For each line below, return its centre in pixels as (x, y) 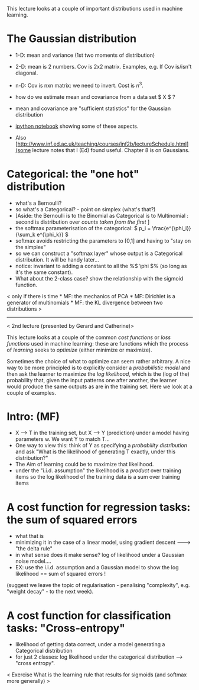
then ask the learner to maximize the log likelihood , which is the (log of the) (98, 374)
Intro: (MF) (33, 416)
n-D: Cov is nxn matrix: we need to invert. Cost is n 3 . (79, 85)
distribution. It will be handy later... (57, 259)
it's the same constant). (44, 272)
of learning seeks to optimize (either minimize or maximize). (79, 350)
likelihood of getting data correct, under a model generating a (90, 644)
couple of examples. (32, 392)
